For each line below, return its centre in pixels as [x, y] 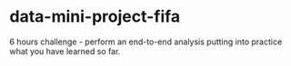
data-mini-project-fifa [95, 17]
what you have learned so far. [65, 51]
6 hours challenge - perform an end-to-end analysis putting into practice [146, 42]
